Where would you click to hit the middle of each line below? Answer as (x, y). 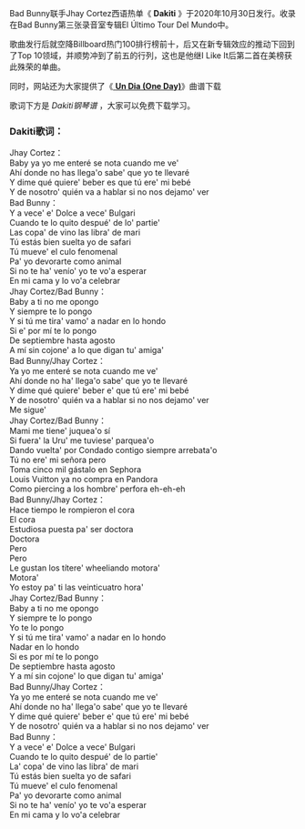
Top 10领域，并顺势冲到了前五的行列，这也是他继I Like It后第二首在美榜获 (155, 56)
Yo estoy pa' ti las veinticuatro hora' (76, 587)
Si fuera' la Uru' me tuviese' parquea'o (82, 440)
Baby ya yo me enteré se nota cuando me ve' (94, 163)
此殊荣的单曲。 (37, 67)
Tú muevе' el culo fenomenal (64, 252)
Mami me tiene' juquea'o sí (60, 431)
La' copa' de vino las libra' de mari (74, 766)
